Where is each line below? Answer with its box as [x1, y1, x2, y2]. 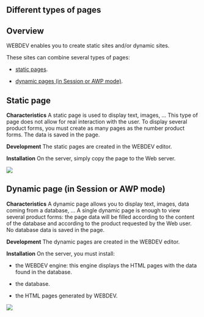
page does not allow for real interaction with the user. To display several [6, 118, 188, 125]
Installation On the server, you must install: [6, 250, 115, 257]
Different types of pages [6, 5, 101, 15]
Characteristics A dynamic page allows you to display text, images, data [6, 200, 189, 207]
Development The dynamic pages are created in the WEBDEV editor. [6, 238, 180, 245]
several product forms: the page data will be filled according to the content [6, 213, 195, 220]
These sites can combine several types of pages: [6, 54, 130, 61]
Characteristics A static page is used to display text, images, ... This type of [6, 111, 199, 119]
